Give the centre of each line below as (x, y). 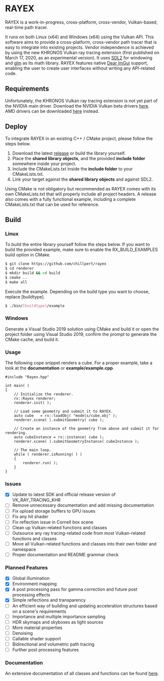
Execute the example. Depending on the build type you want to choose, (77, 291)
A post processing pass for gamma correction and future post (75, 589)
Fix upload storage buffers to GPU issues (54, 511)
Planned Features (27, 568)
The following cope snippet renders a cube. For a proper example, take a (79, 363)
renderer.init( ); (33, 403)
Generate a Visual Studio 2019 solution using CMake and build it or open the (82, 329)
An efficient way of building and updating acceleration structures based (85, 606)
